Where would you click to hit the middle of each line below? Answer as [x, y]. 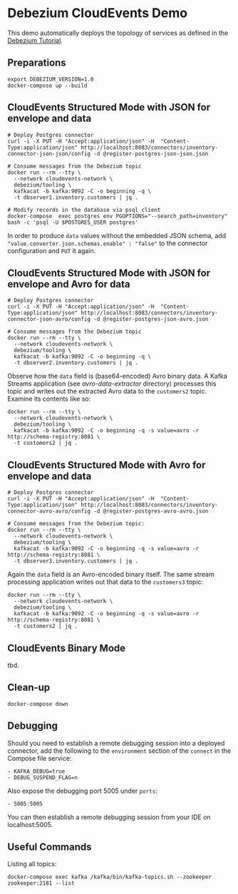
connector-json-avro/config [49, 319]
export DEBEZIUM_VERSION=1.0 [51, 79]
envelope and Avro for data [69, 284]
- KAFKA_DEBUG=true [36, 771]
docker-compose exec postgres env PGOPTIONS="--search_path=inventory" [118, 216]
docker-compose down [38, 704]
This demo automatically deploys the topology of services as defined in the [118, 33]
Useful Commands [50, 847]
